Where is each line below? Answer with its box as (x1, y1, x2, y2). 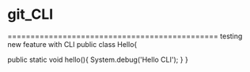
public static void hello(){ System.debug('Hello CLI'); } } (7, 55, 189, 64)
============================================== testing (7, 31, 243, 41)
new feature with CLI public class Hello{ (7, 39, 138, 49)
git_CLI (7, 5, 54, 23)
